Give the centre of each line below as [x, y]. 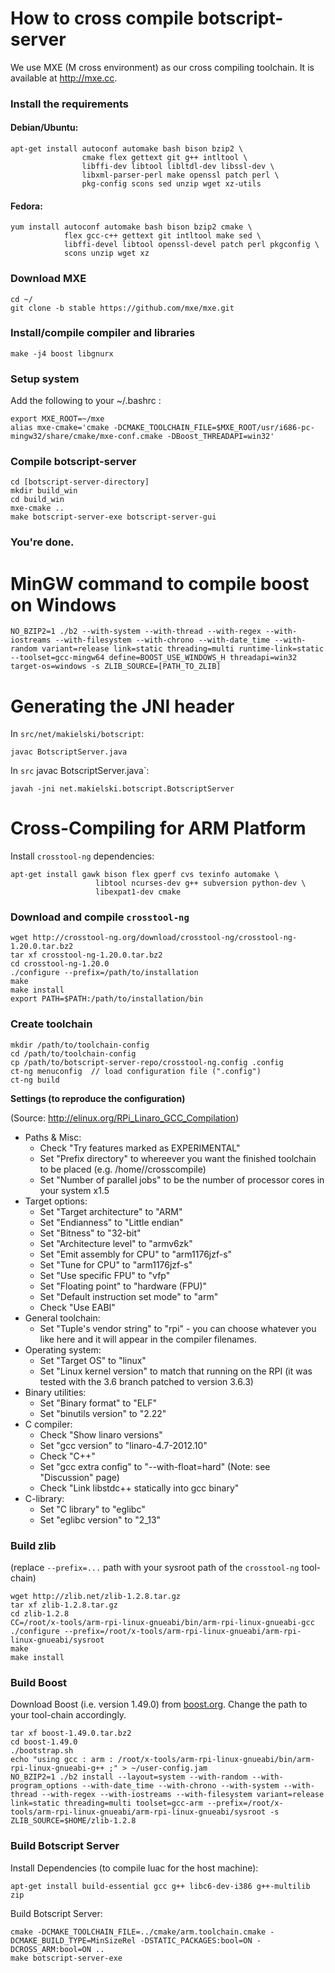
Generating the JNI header [122, 706]
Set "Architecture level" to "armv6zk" [116, 1243]
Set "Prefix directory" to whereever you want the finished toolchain [178, 1158]
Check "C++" [67, 1456]
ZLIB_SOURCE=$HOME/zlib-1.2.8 [73, 1821]
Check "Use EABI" [77, 1307]
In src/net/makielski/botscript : [77, 734]
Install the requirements [69, 104]
